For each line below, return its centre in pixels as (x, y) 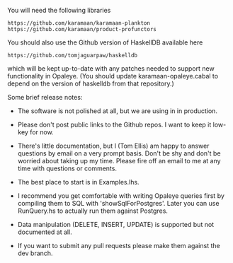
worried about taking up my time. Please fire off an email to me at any (119, 161)
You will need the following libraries (59, 10)
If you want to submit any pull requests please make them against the (119, 246)
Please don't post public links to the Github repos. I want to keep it (114, 124)
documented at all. (45, 232)
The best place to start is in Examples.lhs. (78, 182)
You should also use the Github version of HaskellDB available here (105, 42)
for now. (42, 132)
